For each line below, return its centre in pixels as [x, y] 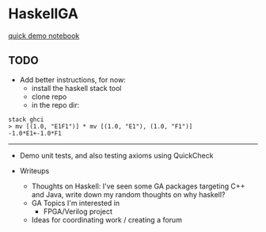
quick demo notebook [44, 36]
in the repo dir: [55, 105]
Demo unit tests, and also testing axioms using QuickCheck [116, 155]
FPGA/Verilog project [78, 211]
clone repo [49, 97]
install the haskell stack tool [76, 88]
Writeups [34, 170]
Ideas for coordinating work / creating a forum [106, 219]
